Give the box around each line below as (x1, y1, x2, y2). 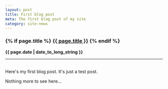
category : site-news (5, 21, 48, 26)
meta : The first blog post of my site (5, 16, 86, 21)
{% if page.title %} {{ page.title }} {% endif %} (5, 38, 120, 45)
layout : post (5, 7, 32, 12)
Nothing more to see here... (5, 78, 61, 84)
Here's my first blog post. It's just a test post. (5, 68, 98, 75)
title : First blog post (5, 12, 55, 17)
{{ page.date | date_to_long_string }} (5, 49, 83, 55)
